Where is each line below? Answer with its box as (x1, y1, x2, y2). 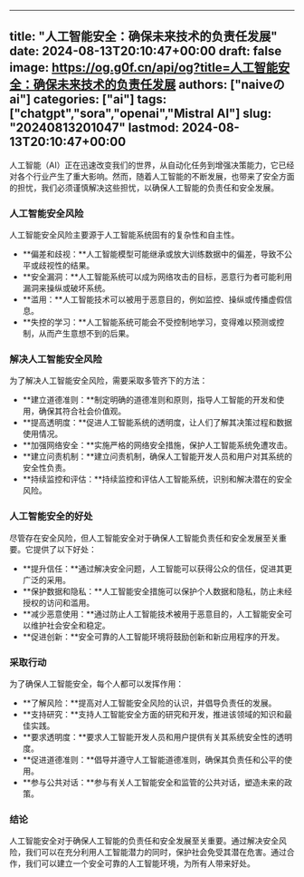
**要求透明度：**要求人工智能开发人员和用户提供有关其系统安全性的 (22, 732, 277, 742)
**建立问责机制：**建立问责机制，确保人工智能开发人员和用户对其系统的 (22, 451, 292, 463)
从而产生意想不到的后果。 (38, 328, 134, 339)
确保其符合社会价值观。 (38, 405, 127, 417)
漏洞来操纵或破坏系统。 (22, 283, 110, 294)
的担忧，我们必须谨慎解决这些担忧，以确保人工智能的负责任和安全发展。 (9, 182, 279, 193)
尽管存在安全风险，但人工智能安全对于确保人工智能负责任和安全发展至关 (9, 532, 279, 543)
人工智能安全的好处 (9, 510, 93, 522)
